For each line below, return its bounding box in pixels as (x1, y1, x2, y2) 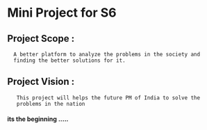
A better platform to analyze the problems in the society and (13, 51, 200, 58)
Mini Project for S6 (7, 5, 117, 21)
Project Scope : (7, 33, 75, 44)
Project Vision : (7, 76, 75, 88)
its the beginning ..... (7, 115, 69, 123)
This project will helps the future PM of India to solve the (16, 94, 200, 101)
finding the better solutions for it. (13, 57, 126, 64)
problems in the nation (16, 100, 85, 107)
